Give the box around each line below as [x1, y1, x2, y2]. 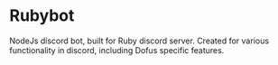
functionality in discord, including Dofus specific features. [9, 44, 225, 55]
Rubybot [9, 5, 75, 26]
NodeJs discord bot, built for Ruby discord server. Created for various [9, 35, 269, 46]
